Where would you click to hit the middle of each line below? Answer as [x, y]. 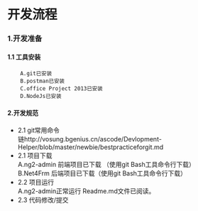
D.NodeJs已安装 [41, 97]
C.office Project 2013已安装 [61, 89]
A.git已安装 [36, 74]
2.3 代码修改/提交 [43, 200]
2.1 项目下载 [35, 155]
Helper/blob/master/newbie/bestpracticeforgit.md [90, 147]
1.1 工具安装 [24, 57]
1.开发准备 [25, 38]
